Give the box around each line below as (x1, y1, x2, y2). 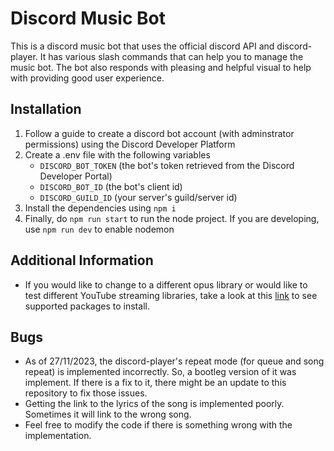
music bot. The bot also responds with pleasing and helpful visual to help (10, 61, 312, 73)
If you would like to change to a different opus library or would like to (24, 278, 308, 291)
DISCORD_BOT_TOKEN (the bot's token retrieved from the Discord (39, 159, 295, 171)
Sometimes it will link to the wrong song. (24, 408, 192, 421)
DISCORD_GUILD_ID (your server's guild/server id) (39, 191, 238, 203)
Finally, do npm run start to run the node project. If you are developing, (24, 212, 320, 224)
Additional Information (10, 252, 154, 269)
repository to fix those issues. (24, 387, 148, 399)
